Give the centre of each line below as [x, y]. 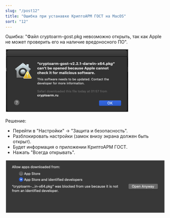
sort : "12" [17, 21]
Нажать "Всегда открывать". [44, 152]
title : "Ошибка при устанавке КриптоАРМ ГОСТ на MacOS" [66, 16]
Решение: [16, 121]
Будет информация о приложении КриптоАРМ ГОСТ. [70, 147]
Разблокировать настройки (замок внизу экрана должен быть [81, 136]
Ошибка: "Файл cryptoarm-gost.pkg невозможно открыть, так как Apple [83, 37]
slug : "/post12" [22, 11]
